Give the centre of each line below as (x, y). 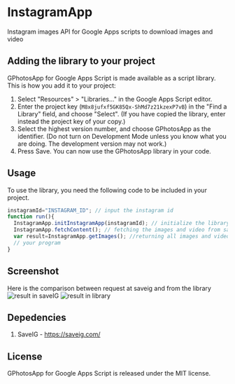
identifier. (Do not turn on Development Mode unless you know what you (122, 136)
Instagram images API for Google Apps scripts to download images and (110, 32)
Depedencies (37, 317)
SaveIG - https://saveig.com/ (59, 334)
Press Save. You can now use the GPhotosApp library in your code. (114, 151)
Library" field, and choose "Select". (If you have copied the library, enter (121, 114)
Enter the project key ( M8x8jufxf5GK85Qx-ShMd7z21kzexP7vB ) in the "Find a (122, 107)
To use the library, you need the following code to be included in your (107, 190)
